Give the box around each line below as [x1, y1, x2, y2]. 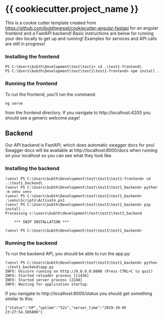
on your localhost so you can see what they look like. [5, 153, 113, 159]
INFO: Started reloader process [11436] [5, 273, 90, 278]
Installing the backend [5, 165, 60, 172]
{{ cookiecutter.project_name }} [5, 3, 139, 15]
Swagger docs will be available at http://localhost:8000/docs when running [5, 147, 158, 154]
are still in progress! [5, 40, 45, 46]
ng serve [5, 101, 23, 106]
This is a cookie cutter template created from [5, 20, 97, 26]
